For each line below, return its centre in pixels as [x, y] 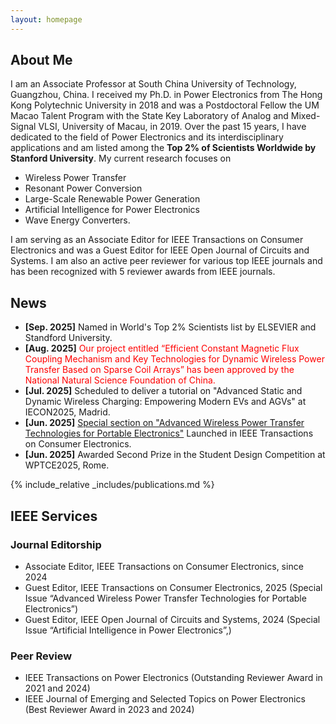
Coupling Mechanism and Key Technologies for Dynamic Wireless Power [174, 359]
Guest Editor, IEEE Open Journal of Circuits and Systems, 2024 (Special [172, 619]
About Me [41, 60]
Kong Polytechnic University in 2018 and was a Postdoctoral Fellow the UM [165, 105]
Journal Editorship [56, 544]
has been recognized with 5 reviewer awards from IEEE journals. [143, 272]
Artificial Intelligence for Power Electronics [112, 210]
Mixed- [305, 116]
